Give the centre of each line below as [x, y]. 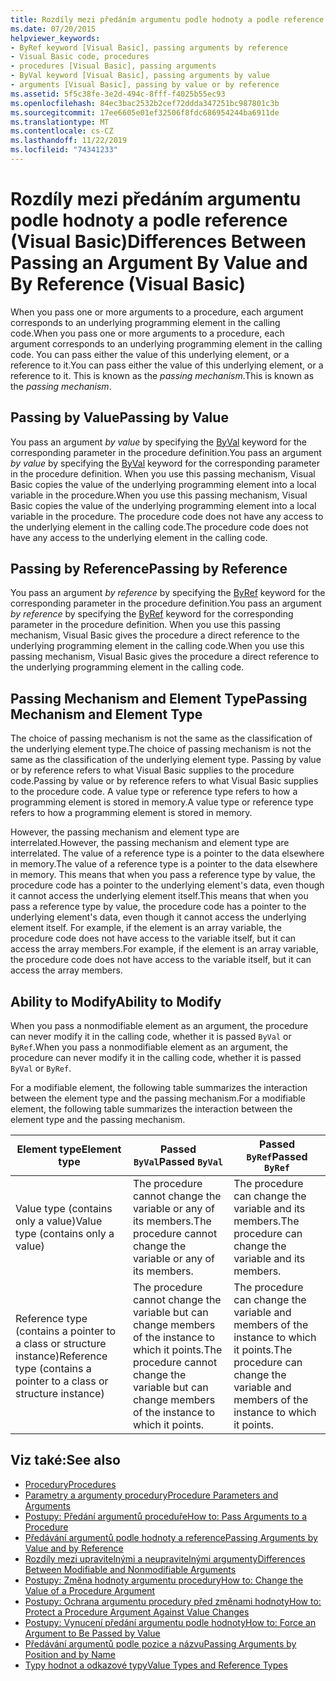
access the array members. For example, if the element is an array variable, [164, 949]
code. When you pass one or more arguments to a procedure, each [147, 333]
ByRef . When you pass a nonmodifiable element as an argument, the [149, 1047]
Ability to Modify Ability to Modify [116, 1001]
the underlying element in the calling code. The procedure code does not [159, 527]
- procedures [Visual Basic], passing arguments [113, 66]
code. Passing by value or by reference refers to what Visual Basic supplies [164, 781]
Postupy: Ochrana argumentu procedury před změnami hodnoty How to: [173, 1601]
